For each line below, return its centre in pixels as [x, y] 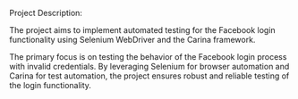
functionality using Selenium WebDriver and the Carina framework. [132, 40]
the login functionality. [51, 85]
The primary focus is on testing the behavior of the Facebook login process [148, 57]
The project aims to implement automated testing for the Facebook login [142, 30]
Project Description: [46, 13]
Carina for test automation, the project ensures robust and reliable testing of [149, 76]
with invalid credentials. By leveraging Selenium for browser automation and [149, 66]
